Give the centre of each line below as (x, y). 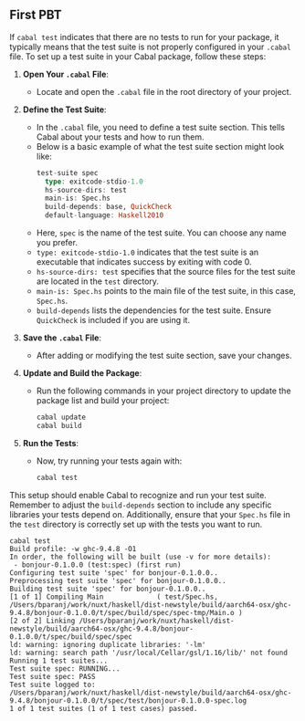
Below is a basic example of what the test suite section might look (160, 146)
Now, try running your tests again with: (109, 461)
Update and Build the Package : (82, 373)
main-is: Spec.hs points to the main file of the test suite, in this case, (166, 291)
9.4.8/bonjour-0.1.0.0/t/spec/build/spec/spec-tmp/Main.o (122, 612)
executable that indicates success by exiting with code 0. (144, 262)
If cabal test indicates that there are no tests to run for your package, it (144, 37)
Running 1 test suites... (58, 661)
